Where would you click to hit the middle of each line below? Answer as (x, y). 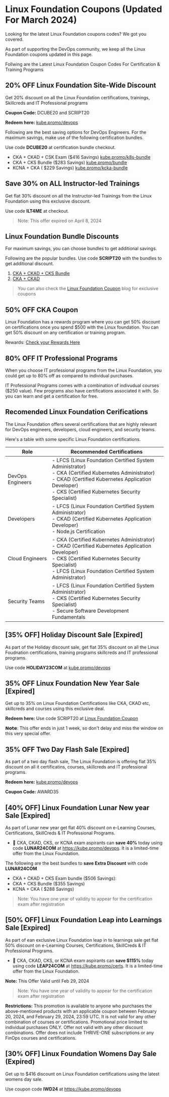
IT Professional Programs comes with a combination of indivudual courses (82, 385)
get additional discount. (30, 264)
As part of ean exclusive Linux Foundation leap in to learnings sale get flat (82, 940)
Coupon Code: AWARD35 (32, 792)
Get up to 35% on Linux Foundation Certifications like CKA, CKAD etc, (78, 703)
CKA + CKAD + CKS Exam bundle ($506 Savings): (64, 878)
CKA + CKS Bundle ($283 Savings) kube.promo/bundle (70, 162)
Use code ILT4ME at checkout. (37, 211)
